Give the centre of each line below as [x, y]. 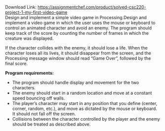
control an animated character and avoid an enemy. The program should [78, 28]
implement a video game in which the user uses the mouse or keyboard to [80, 23]
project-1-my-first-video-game [36, 12]
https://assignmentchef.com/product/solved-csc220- [92, 7]
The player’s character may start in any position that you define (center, [85, 103]
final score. [16, 64]
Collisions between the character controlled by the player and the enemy [86, 119]
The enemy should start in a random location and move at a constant [82, 93]
